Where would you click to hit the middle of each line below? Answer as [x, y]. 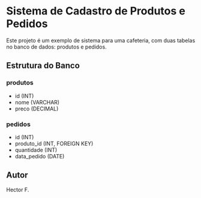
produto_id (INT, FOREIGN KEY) [54, 143]
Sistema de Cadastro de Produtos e [96, 11]
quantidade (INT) [36, 150]
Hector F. [18, 190]
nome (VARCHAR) [37, 102]
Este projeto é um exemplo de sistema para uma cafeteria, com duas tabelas [101, 40]
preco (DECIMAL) [37, 109]
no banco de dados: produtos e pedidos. [56, 47]
